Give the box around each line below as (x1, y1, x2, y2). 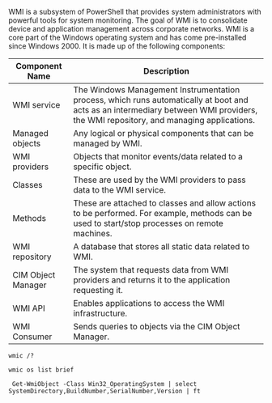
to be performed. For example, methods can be (72, 208, 253, 218)
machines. (72, 228, 113, 239)
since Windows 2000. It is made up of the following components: (8, 41, 225, 51)
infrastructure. (72, 308, 128, 319)
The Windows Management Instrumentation (72, 84, 240, 95)
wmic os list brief (8, 366, 74, 374)
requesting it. (72, 285, 124, 295)
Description (142, 66, 190, 76)
